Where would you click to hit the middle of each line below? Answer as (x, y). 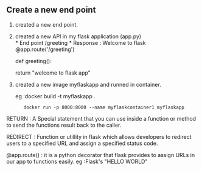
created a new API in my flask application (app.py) (78, 36)
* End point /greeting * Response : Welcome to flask (80, 42)
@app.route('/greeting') (45, 49)
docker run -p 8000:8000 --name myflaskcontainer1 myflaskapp (104, 107)
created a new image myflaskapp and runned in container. (88, 84)
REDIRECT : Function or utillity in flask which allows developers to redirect (99, 136)
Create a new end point (51, 10)
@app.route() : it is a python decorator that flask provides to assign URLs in (101, 155)
